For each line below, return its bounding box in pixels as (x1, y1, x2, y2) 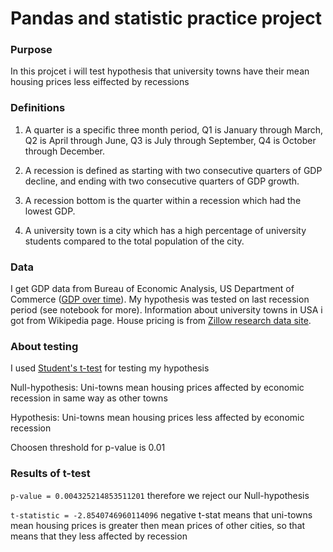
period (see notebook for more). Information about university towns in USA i (10, 304, 323, 316)
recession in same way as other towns (10, 392, 168, 404)
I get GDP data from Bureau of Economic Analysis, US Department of (10, 283, 295, 295)
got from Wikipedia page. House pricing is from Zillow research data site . (10, 315, 312, 327)
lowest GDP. (24, 205, 76, 217)
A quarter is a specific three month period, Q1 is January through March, (24, 123, 324, 136)
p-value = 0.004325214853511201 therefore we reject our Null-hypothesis (10, 489, 310, 501)
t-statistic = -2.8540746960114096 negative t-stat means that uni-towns (10, 508, 313, 521)
